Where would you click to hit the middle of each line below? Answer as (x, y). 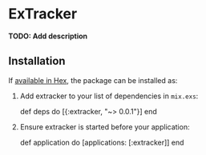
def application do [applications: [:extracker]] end (102, 142)
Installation (37, 61)
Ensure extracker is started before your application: (105, 127)
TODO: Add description (48, 36)
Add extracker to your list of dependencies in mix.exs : (109, 96)
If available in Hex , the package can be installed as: (93, 80)
